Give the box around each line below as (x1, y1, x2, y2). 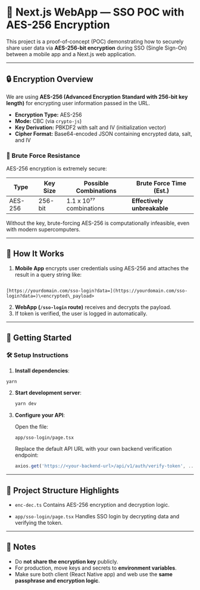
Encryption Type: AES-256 (14, 111, 82, 118)
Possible (83, 179, 109, 188)
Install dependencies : (14, 367, 70, 374)
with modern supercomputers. (6, 226, 80, 233)
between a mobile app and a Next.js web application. (6, 50, 136, 57)
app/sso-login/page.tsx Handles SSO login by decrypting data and (14, 512, 180, 519)
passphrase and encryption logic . (14, 577, 100, 584)
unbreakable (132, 204, 168, 213)
